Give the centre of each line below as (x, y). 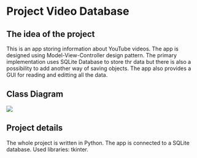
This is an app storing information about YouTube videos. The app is (93, 49)
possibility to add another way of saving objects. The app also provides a (99, 68)
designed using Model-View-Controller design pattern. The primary (91, 55)
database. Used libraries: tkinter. (48, 149)
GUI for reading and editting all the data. (57, 75)
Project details (35, 128)
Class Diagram (35, 94)
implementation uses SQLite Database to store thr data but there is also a (99, 62)
